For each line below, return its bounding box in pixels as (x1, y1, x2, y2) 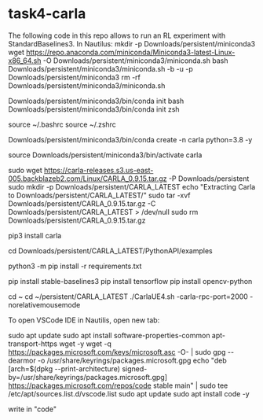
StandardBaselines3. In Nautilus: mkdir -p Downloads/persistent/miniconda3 (8, 39, 256, 48)
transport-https (8, 339, 57, 348)
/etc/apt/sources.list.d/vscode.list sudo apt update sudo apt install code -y (8, 389, 250, 398)
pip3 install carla (8, 230, 62, 240)
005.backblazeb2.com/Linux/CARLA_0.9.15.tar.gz (8, 174, 167, 183)
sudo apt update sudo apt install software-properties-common (8, 330, 210, 340)
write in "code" (8, 404, 57, 414)
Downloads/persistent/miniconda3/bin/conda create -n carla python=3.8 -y (8, 134, 253, 144)
